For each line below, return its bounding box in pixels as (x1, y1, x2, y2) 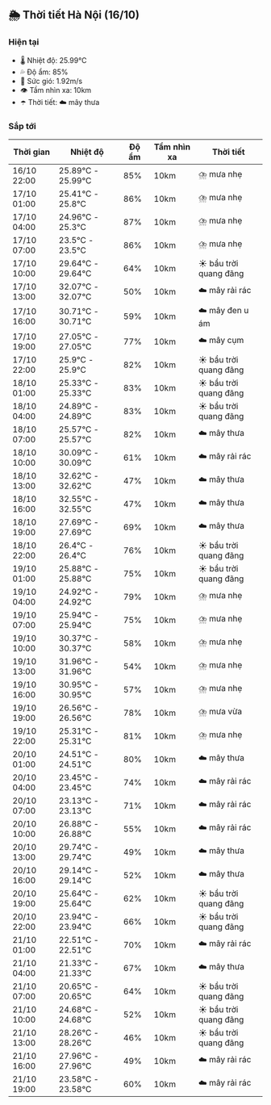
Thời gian (13, 146, 51, 157)
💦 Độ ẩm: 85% (19, 67, 69, 77)
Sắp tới (8, 120, 36, 132)
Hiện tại (8, 36, 40, 48)
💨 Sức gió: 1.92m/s (19, 76, 83, 86)
